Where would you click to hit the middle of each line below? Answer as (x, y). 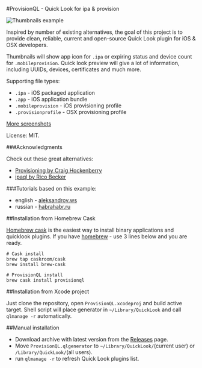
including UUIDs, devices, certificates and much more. (74, 69)
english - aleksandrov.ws (46, 200)
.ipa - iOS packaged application (55, 93)
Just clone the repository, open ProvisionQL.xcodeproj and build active (94, 303)
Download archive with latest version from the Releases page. (91, 339)
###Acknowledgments (35, 147)
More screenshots (29, 124)
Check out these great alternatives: (50, 159)
